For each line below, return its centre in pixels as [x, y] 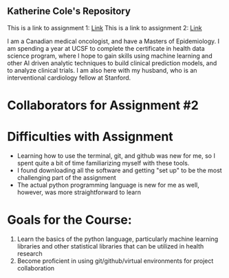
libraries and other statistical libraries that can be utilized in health [110, 246]
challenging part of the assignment [67, 177]
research [30, 253]
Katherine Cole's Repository [69, 11]
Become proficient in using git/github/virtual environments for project [115, 261]
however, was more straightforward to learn [79, 192]
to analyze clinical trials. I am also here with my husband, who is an [102, 70]
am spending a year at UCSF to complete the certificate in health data [106, 48]
